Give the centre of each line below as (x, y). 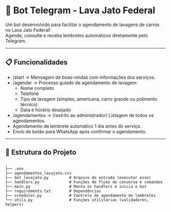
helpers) (15, 204)
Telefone (30, 93)
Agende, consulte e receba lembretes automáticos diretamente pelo (77, 35)
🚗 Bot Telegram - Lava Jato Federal (80, 10)
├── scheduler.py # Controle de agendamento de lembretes (81, 195)
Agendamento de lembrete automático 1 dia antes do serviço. (77, 126)
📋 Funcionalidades (36, 63)
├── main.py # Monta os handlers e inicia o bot (76, 186)
